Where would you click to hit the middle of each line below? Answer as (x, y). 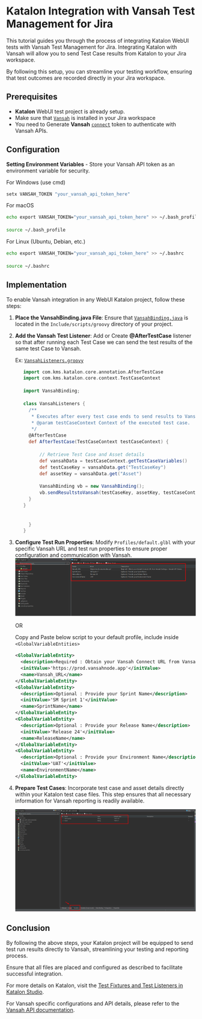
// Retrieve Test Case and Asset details (92, 454)
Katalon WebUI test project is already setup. (70, 111)
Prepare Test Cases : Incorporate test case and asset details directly (99, 787)
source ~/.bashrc (28, 266)
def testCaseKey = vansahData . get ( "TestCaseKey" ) (103, 467)
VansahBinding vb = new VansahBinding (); (92, 487)
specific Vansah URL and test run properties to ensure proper (91, 549)
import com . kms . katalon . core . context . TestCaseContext (92, 378)
